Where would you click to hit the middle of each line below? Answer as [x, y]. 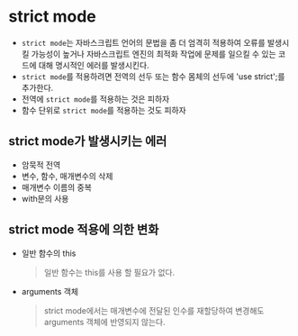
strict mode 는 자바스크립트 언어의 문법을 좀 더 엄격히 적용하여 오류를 [144, 42]
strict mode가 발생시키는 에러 [88, 141]
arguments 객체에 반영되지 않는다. [104, 322]
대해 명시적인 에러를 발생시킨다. [94, 65]
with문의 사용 [45, 198]
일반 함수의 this [49, 253]
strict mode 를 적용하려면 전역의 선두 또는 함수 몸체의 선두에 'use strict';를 [153, 76]
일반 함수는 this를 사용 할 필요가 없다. [109, 272]
